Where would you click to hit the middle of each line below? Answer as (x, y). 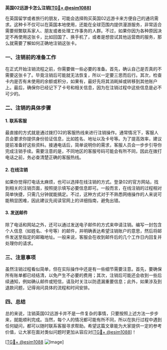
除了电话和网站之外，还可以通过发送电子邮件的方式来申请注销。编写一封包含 (83, 224)
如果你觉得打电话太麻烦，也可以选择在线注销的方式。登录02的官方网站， (80, 182)
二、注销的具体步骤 (28, 108)
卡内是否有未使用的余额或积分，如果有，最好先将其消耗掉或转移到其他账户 (81, 81)
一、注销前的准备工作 (31, 57)
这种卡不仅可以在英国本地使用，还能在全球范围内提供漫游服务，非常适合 (88, 25)
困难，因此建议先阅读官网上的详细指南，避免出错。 (70, 200)
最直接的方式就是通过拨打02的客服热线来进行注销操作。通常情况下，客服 (80, 133)
